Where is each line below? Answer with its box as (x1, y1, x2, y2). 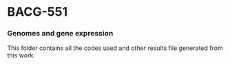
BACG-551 (7, 4, 67, 20)
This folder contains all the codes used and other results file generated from (7, 44, 223, 52)
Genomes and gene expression (7, 29, 114, 38)
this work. (7, 51, 36, 60)
